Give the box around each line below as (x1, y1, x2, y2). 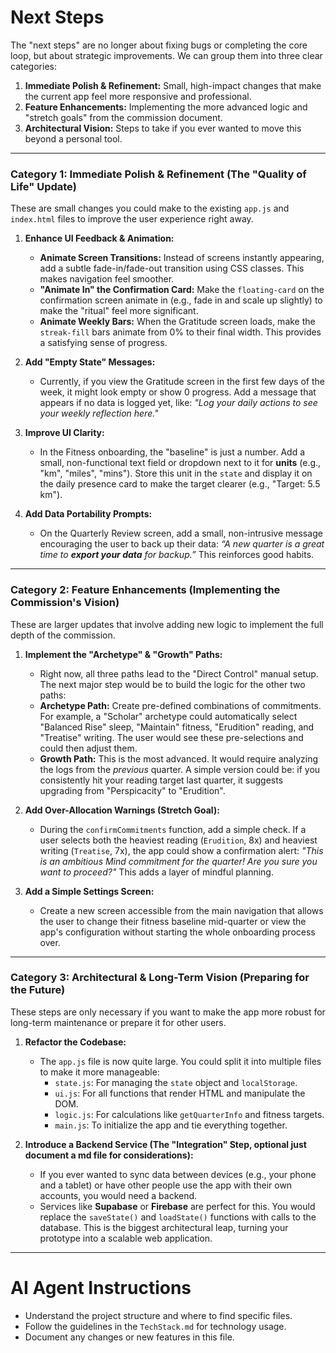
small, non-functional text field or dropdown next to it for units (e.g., (39, 457, 322, 469)
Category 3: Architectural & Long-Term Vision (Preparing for (10, 971, 310, 985)
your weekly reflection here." (39, 407, 159, 420)
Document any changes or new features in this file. (24, 1331, 235, 1343)
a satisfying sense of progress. (39, 337, 168, 349)
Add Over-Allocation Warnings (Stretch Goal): (24, 804, 220, 816)
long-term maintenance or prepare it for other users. (10, 1016, 227, 1028)
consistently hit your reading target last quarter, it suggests (39, 774, 284, 786)
